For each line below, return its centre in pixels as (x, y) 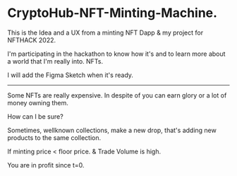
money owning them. (38, 102)
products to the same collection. (54, 137)
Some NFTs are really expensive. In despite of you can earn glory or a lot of (117, 95)
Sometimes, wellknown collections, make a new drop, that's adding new (112, 130)
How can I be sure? (35, 116)
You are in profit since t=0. (46, 165)
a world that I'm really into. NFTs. (55, 61)
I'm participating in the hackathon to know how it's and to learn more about (116, 54)
